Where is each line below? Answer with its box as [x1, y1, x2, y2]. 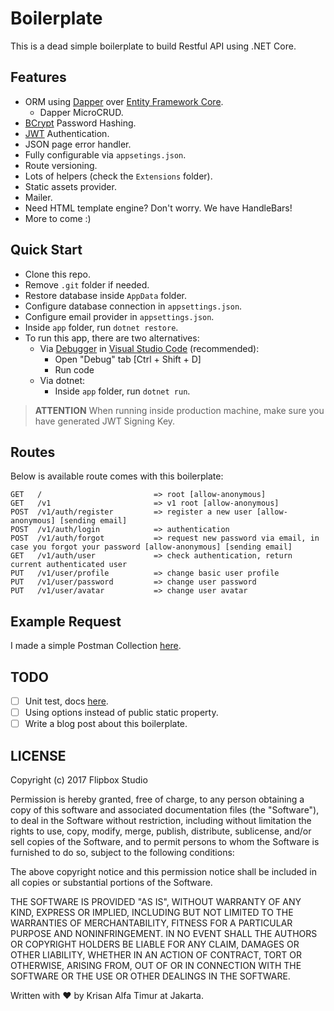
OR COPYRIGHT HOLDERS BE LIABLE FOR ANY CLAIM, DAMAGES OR [10, 938, 300, 950]
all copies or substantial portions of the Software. [10, 877, 213, 888]
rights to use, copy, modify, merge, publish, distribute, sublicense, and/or [10, 825, 312, 837]
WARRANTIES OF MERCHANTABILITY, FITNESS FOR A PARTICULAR [10, 917, 293, 929]
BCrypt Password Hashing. [24, 117, 137, 129]
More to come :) [24, 212, 92, 224]
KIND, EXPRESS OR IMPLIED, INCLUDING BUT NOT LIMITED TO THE [10, 907, 294, 918]
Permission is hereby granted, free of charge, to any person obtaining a [10, 793, 305, 805]
